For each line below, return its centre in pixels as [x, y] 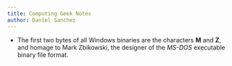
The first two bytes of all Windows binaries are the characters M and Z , [119, 40]
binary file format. [43, 55]
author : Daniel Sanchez [42, 20]
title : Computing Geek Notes [49, 14]
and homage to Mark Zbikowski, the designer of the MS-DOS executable [121, 47]
